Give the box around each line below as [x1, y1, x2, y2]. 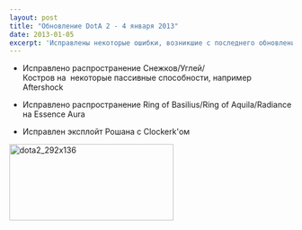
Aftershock [22, 82, 64, 93]
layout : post [9, 13, 58, 22]
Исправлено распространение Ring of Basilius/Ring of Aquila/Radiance [22, 100, 292, 111]
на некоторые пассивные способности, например [57, 73, 252, 84]
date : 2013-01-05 [9, 30, 75, 39]
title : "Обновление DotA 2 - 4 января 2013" [9, 22, 179, 31]
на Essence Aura [22, 109, 85, 119]
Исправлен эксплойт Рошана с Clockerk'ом [22, 127, 191, 137]
